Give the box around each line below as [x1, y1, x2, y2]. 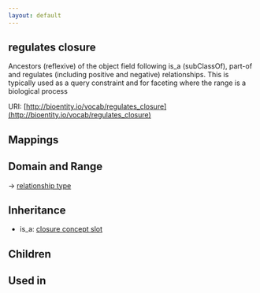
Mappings [8, 133, 59, 146]
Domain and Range [8, 160, 103, 173]
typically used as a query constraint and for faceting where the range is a [8, 78, 247, 87]
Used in [8, 274, 46, 287]
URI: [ [8, 102, 27, 111]
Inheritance [8, 204, 66, 217]
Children [8, 247, 51, 261]
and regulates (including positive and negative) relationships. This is [8, 70, 229, 80]
